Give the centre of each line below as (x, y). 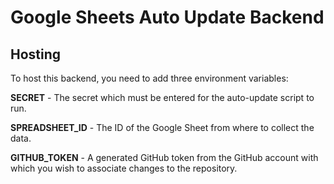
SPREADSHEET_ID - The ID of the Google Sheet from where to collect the (162, 127)
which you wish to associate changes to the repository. (124, 168)
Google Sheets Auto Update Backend (167, 17)
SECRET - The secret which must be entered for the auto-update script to (162, 97)
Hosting (36, 54)
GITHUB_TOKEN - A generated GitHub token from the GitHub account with (164, 157)
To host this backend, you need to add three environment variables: (149, 78)
